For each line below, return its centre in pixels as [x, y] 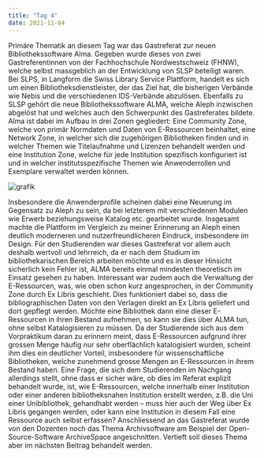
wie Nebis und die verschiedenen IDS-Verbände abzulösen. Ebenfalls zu [126, 96]
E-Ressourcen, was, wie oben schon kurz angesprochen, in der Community [131, 286]
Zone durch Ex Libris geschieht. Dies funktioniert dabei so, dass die [118, 294]
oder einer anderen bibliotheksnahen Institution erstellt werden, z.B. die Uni [131, 395]
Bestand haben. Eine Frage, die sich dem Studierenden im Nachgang [120, 370]
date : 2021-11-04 [37, 23]
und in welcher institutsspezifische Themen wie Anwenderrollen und [119, 163]
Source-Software [36, 437]
